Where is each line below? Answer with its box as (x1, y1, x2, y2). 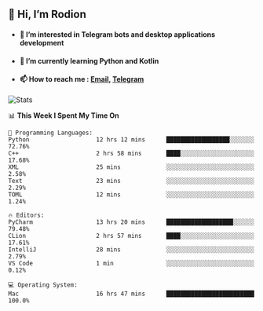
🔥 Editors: (8, 211, 45, 219)
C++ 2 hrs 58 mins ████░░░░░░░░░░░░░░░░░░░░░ (8, 149, 255, 157)
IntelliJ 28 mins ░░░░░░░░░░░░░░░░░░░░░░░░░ (8, 245, 255, 254)
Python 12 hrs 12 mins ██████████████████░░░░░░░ (8, 135, 255, 144)
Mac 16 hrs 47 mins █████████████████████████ (8, 290, 255, 298)
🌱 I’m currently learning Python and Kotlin (19, 56, 159, 65)
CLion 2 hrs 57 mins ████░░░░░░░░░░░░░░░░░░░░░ (8, 232, 255, 240)
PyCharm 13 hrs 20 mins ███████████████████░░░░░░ (8, 218, 255, 226)
